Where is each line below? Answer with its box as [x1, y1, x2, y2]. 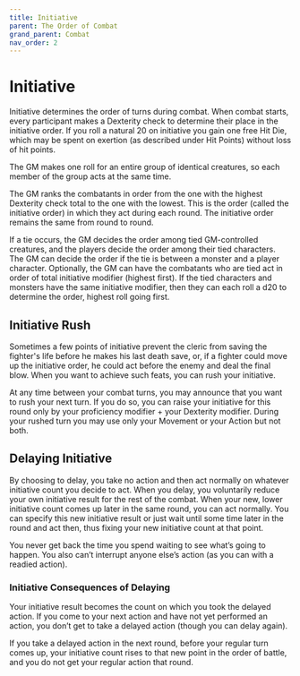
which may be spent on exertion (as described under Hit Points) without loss [9, 135, 292, 146]
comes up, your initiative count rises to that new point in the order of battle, [9, 647, 287, 658]
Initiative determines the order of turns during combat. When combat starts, [9, 107, 289, 117]
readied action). [9, 559, 68, 569]
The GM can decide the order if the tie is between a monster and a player [9, 253, 280, 264]
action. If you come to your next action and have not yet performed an [9, 611, 269, 622]
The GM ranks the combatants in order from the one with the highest [9, 189, 263, 200]
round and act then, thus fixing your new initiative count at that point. [9, 522, 264, 533]
